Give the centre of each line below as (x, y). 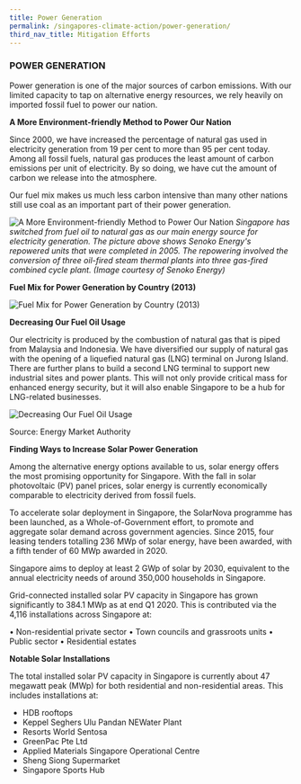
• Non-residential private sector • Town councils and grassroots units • (142, 631)
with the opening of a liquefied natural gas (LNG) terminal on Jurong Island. (149, 358)
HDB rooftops (48, 712)
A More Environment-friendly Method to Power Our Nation (120, 121)
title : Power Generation (56, 18)
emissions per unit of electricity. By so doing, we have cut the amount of (143, 168)
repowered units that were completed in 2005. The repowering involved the (149, 250)
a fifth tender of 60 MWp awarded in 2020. (89, 550)
